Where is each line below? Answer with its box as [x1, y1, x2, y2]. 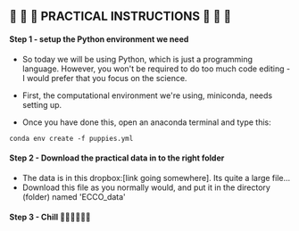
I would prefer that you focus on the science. [21, 72, 187, 83]
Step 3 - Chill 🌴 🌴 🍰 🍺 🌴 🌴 [9, 211, 91, 223]
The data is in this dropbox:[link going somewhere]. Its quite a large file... [21, 172, 291, 183]
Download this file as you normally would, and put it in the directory [21, 182, 270, 193]
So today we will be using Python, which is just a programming [21, 54, 253, 64]
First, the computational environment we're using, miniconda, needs [21, 90, 273, 101]
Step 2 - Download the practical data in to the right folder [9, 153, 225, 163]
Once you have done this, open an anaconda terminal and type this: [21, 117, 272, 128]
